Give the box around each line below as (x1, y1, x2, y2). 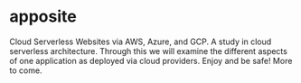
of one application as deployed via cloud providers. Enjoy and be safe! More (9, 55, 293, 66)
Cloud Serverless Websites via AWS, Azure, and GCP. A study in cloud (9, 36, 272, 47)
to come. (9, 65, 42, 76)
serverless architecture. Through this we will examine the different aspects (9, 45, 287, 56)
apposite (9, 6, 77, 27)
